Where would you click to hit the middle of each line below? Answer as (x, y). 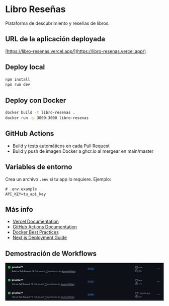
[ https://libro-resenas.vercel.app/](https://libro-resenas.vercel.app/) (76, 51)
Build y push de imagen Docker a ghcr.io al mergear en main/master (83, 151)
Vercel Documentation (36, 222)
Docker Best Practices (35, 232)
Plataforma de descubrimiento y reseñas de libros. (57, 23)
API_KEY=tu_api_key (26, 194)
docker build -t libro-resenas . (40, 113)
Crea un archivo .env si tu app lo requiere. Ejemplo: (58, 179)
